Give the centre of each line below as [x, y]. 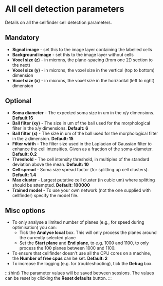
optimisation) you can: [34, 228]
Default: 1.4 [24, 175]
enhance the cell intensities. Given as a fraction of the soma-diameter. [82, 149]
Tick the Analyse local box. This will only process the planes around [88, 232]
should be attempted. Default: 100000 [51, 185]
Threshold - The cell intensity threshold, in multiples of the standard [81, 159]
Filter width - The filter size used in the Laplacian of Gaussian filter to [82, 143]
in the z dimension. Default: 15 [43, 138]
